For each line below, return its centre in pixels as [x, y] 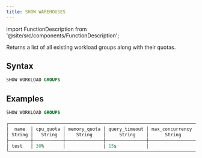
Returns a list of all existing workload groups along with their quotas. [91, 47]
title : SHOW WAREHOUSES [36, 12]
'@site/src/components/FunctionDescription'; [63, 35]
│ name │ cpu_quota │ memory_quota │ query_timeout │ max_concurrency [99, 129]
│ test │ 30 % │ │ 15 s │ [78, 146]
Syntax [20, 66]
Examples [25, 99]
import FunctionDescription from [47, 29]
